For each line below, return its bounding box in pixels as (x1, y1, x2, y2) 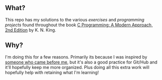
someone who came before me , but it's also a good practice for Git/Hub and (5, 59, 158, 65)
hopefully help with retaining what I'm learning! (5, 69, 99, 75)
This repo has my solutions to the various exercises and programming (5, 16, 145, 22)
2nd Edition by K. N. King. (5, 27, 57, 33)
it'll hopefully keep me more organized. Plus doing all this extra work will (5, 64, 149, 70)
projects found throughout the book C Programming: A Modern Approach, (5, 22, 153, 28)
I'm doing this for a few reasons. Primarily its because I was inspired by (5, 54, 147, 60)
